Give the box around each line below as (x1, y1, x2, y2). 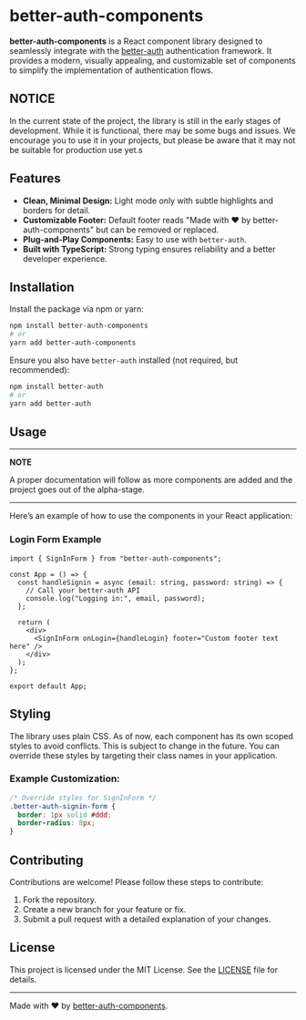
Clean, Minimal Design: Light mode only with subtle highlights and (22, 195, 274, 206)
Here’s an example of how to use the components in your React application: (9, 510, 293, 521)
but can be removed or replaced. (95, 224, 219, 235)
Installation (9, 279, 75, 294)
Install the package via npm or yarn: (9, 304, 144, 314)
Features (9, 170, 61, 187)
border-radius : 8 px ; (17, 819, 96, 828)
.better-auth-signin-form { (9, 801, 117, 811)
